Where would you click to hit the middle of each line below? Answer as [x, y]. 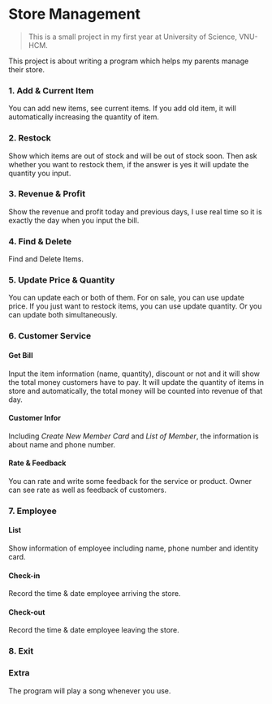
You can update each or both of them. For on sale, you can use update [127, 298]
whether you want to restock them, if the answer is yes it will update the [129, 164]
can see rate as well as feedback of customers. [87, 490]
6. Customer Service [50, 336]
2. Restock [30, 138]
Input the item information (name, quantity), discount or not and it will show [134, 374]
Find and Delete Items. [46, 259]
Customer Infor [35, 418]
